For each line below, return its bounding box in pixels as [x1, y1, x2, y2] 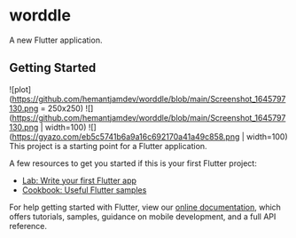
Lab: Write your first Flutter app [21, 175, 137, 186]
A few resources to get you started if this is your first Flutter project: [9, 157, 257, 169]
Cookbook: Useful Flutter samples [21, 184, 147, 195]
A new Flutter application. [9, 35, 103, 45]
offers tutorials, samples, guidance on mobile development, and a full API [9, 210, 277, 222]
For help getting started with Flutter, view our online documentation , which [9, 202, 282, 212]
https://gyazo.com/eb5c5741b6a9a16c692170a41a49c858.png [12, 131, 240, 142]
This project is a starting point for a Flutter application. [9, 140, 207, 151]
